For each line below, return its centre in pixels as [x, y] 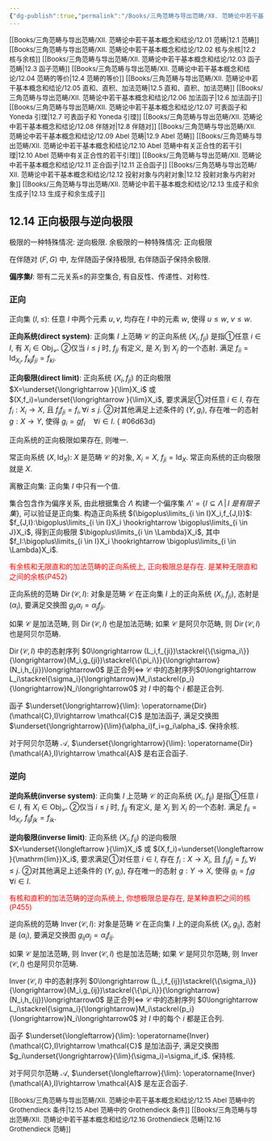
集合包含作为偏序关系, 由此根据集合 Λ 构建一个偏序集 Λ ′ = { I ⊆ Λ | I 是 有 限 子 [135, 503]
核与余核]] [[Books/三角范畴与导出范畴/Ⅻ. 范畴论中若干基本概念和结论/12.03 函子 [135, 59]
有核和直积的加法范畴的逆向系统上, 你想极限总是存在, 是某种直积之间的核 [130, 898]
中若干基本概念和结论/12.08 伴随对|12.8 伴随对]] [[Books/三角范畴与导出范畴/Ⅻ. [133, 126]
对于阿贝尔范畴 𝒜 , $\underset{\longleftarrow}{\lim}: [95, 1073]
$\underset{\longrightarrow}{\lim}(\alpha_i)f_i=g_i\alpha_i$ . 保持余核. [124, 726]
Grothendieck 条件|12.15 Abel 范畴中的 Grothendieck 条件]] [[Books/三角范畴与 [130, 1110]
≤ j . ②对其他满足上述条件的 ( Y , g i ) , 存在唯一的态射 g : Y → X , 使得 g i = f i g [132, 871]
